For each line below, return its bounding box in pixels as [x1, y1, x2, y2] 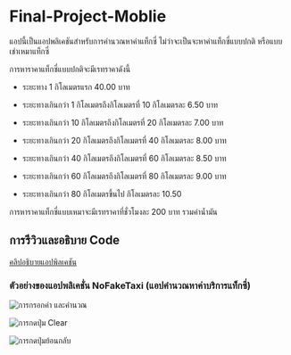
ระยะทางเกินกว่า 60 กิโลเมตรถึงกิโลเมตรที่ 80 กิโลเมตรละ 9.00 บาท [21, 170, 227, 181]
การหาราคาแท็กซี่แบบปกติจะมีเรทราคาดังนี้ [9, 63, 131, 74]
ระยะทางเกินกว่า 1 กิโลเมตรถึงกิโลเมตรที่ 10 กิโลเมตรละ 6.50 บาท [21, 99, 219, 110]
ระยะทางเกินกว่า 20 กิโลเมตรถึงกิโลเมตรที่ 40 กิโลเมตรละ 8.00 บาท [21, 135, 228, 145]
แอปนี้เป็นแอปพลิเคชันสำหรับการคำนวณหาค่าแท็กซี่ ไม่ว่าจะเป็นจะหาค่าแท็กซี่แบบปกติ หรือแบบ [9, 36, 283, 46]
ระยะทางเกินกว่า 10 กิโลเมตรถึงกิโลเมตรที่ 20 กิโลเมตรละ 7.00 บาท [21, 117, 224, 128]
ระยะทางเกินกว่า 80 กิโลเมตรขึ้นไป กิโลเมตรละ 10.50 [21, 188, 182, 199]
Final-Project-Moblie [9, 6, 167, 27]
